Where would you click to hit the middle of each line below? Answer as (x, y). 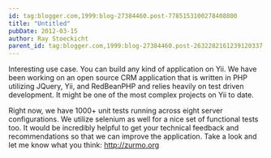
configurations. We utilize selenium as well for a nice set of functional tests (133, 119)
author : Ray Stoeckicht (49, 38)
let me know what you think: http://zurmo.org (84, 145)
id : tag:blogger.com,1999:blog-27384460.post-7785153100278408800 (123, 16)
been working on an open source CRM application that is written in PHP (128, 78)
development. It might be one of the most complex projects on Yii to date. (131, 95)
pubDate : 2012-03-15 (43, 31)
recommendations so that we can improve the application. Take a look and (133, 137)
